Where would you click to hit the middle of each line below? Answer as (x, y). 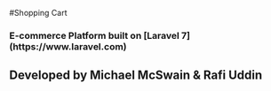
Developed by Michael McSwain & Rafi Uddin (136, 76)
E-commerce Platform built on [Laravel (94, 35)
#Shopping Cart (39, 13)
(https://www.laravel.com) (68, 46)
